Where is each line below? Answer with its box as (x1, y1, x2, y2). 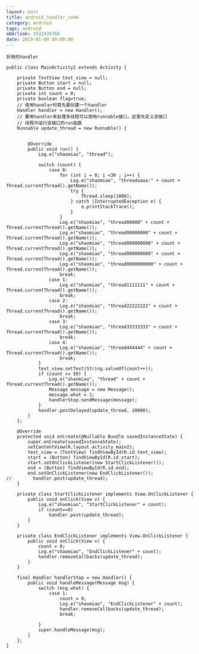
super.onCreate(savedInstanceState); (27, 439, 121, 445)
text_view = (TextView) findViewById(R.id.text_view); (27, 449, 167, 455)
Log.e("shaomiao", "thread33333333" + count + (59, 324, 178, 330)
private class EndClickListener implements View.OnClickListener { (17, 533, 188, 539)
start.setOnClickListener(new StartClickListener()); (27, 460, 164, 466)
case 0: (48, 167, 68, 173)
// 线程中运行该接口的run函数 (17, 120, 82, 126)
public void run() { (27, 146, 79, 152)
